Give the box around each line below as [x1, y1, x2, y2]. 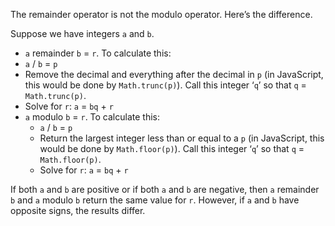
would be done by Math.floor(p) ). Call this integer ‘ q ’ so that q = [39, 143, 305, 154]
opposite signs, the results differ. [10, 205, 146, 216]
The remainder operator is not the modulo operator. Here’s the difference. [10, 9, 313, 20]
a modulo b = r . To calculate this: [24, 111, 161, 123]
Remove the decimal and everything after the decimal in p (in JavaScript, [24, 69, 324, 80]
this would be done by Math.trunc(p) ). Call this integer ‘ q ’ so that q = [24, 79, 307, 91]
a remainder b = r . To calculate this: [24, 47, 172, 59]
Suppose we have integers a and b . [10, 28, 155, 39]
